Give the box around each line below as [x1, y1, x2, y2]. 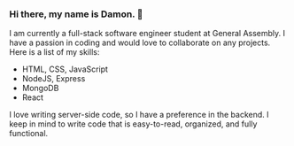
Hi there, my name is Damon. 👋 [9, 8, 143, 20]
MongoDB [21, 83, 59, 94]
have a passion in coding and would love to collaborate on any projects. [9, 37, 271, 48]
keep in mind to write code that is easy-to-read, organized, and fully [9, 119, 258, 129]
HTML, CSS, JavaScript [21, 64, 109, 74]
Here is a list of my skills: [9, 47, 100, 58]
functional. [9, 128, 49, 139]
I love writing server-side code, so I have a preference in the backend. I [9, 110, 269, 120]
